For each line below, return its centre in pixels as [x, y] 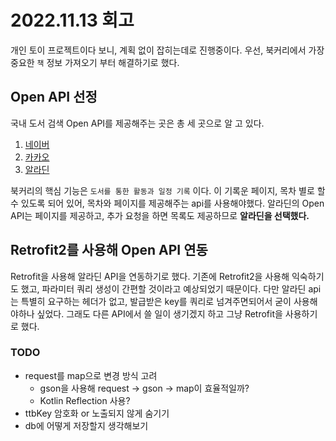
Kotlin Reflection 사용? [85, 400]
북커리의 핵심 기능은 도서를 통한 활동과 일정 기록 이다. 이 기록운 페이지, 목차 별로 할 [168, 190]
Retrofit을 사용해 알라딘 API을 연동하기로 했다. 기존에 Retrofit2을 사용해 [150, 276]
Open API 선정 [54, 97]
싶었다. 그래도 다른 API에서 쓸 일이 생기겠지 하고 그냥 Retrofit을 [159, 313]
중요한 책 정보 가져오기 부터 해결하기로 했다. [95, 62]
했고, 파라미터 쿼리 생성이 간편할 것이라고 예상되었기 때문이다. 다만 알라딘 [163, 288]
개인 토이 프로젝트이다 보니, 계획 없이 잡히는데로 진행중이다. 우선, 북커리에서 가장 [167, 50]
